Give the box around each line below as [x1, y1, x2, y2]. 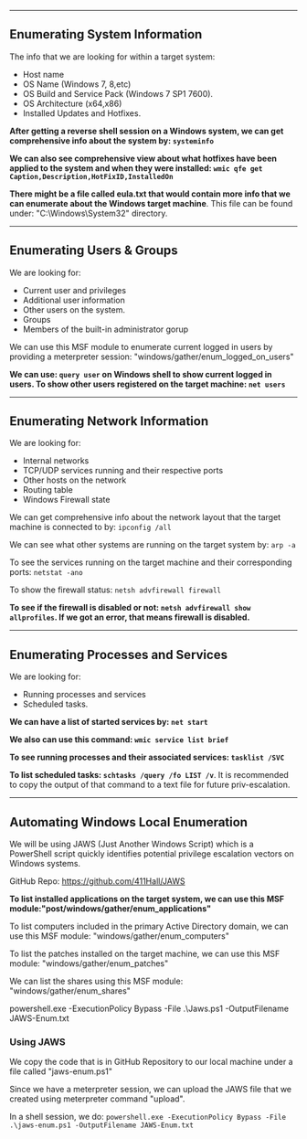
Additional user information [22, 294, 125, 305]
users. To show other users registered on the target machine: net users [9, 378, 286, 389]
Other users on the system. [22, 303, 126, 315]
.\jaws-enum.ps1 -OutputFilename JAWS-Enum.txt [9, 1121, 195, 1130]
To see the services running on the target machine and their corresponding [9, 557, 292, 568]
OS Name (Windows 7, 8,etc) [22, 79, 132, 90]
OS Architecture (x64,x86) [22, 98, 122, 109]
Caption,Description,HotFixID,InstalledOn [9, 172, 174, 181]
